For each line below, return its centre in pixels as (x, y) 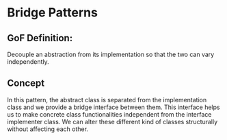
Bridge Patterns (52, 13)
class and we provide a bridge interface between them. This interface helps (113, 107)
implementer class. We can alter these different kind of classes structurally (112, 121)
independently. (28, 62)
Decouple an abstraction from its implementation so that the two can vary (111, 54)
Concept (26, 83)
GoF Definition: (40, 38)
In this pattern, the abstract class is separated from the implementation (107, 100)
